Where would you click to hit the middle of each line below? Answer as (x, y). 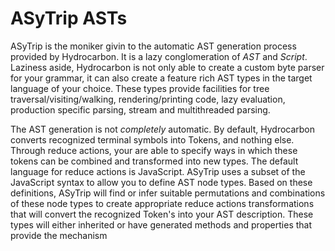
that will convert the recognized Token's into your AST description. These (162, 214)
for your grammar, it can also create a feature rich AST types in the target (161, 78)
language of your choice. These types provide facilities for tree (140, 88)
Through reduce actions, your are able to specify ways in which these (154, 150)
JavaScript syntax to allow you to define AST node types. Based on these (161, 182)
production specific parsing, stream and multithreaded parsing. (140, 109)
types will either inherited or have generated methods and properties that (161, 224)
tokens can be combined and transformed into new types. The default (154, 161)
